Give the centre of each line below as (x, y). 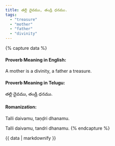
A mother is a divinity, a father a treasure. (49, 71)
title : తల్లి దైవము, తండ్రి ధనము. (36, 10)
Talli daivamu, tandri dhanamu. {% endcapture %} (58, 128)
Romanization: (21, 107)
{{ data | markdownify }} (31, 138)
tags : (11, 15)
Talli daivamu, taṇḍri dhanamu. (37, 118)
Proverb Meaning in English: (36, 60)
